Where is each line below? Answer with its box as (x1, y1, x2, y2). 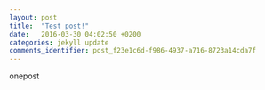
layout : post (9, 12, 58, 22)
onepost (9, 70, 40, 81)
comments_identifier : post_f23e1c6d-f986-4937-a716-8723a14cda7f (9, 46, 256, 55)
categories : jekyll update (9, 37, 109, 47)
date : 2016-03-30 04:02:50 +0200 (9, 29, 141, 38)
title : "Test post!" (9, 21, 90, 30)
